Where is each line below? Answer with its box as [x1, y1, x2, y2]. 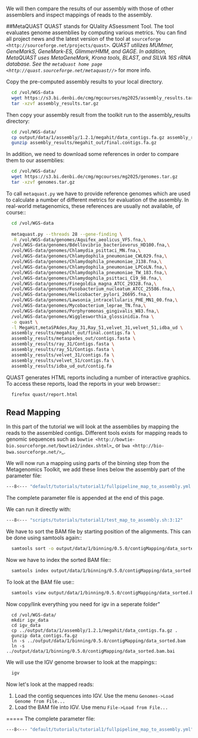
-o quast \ [11, 319, 38, 325]
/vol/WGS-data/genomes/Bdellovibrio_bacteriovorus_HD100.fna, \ [11, 242, 170, 248]
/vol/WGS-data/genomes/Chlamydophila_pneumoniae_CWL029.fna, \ [11, 253, 167, 259]
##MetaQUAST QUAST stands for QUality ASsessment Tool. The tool [6, 23, 174, 30]
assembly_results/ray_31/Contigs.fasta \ [11, 341, 115, 347]
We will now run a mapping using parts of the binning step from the [6, 460, 170, 467]
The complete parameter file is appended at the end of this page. [6, 495, 164, 502]
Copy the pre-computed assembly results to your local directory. [6, 78, 163, 85]
